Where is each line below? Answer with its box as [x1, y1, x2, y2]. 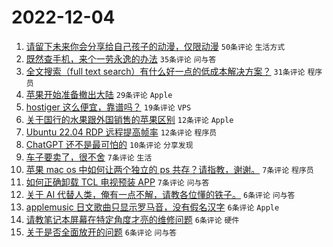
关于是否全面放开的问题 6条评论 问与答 [25, 226, 178, 238]
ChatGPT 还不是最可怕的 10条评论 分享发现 [25, 138, 194, 150]
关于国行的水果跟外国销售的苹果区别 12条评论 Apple [25, 113, 234, 125]
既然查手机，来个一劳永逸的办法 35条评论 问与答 [25, 52, 217, 65]
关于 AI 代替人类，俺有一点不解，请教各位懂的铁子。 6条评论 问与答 [25, 188, 296, 200]
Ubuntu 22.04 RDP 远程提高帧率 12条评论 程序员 [25, 126, 218, 138]
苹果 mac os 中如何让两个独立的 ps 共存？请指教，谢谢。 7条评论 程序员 [25, 163, 314, 175]
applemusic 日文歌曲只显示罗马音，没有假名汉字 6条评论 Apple [25, 201, 280, 213]
